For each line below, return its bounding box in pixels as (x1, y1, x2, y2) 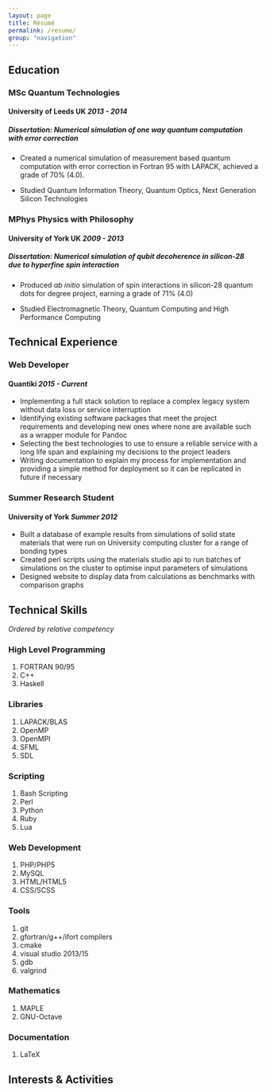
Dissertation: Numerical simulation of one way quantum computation (8, 125, 244, 134)
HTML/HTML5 (19, 877, 67, 886)
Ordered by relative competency (8, 624, 114, 634)
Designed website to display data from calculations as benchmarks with (19, 572, 256, 581)
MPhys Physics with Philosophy (8, 214, 134, 225)
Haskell (19, 679, 44, 689)
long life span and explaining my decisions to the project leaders (19, 447, 231, 457)
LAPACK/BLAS (19, 716, 67, 727)
